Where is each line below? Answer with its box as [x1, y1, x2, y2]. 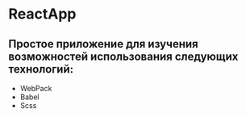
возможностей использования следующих [8, 49, 239, 63]
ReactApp [8, 5, 77, 23]
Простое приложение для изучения [8, 37, 199, 51]
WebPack [19, 84, 52, 93]
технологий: [8, 62, 74, 76]
